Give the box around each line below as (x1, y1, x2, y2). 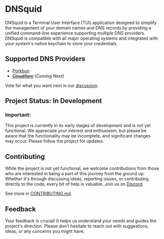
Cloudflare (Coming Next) (12, 73, 65, 79)
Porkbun (12, 68, 30, 74)
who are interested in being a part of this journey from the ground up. (5, 171, 145, 177)
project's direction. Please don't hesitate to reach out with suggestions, (5, 223, 149, 229)
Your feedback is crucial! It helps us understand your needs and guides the (5, 218, 157, 224)
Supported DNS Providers (5, 55, 86, 63)
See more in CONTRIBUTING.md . (5, 190, 72, 197)
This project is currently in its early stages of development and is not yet (5, 123, 151, 129)
